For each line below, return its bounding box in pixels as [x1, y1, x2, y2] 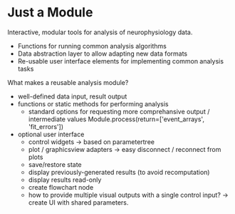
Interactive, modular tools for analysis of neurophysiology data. [7, 28, 193, 36]
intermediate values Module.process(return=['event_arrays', [28, 115, 205, 123]
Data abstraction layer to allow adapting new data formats [17, 49, 187, 58]
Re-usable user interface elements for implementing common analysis [17, 56, 224, 65]
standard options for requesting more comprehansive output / [28, 107, 210, 116]
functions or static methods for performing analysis [17, 99, 169, 108]
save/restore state [28, 160, 82, 168]
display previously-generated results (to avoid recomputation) [28, 168, 210, 176]
